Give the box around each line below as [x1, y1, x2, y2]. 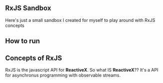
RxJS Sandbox [5, 4, 51, 12]
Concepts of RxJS [5, 54, 62, 62]
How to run [5, 37, 40, 45]
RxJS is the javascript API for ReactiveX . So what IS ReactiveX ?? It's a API [5, 67, 159, 73]
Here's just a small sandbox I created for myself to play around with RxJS [5, 17, 156, 23]
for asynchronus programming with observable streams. [5, 72, 121, 79]
